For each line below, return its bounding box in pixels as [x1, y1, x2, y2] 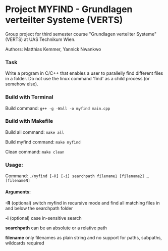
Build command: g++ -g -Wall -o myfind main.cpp [5, 105, 110, 111]
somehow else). [5, 81, 39, 87]
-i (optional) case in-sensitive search [5, 215, 82, 221]
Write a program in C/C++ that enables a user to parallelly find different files [5, 70, 163, 76]
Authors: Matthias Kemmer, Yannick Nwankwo [5, 46, 101, 52]
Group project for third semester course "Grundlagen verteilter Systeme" [5, 31, 157, 37]
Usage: [5, 161, 24, 168]
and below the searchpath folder [5, 206, 73, 212]
